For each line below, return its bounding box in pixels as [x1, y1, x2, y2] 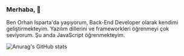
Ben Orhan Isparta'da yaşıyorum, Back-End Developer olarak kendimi [6, 19, 179, 26]
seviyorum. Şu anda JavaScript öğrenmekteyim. [6, 32, 125, 39]
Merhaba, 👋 [6, 5, 41, 14]
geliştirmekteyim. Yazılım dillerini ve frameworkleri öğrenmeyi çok [6, 25, 170, 32]
